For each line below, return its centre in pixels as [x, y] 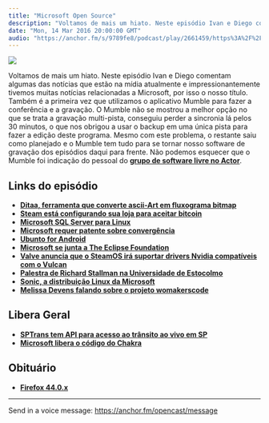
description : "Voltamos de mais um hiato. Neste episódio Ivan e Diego [130, 23]
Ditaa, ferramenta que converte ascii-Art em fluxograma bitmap [128, 206]
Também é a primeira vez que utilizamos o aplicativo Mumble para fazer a [130, 102]
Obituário [32, 368]
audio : [19, 38]
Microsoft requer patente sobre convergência [97, 231]
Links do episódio [53, 186]
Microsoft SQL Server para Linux [75, 222]
